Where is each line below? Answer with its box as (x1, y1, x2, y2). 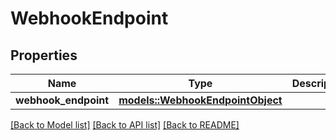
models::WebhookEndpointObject (118, 93, 283, 107)
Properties (10, 47, 78, 64)
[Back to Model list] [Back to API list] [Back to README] (10, 119, 240, 131)
